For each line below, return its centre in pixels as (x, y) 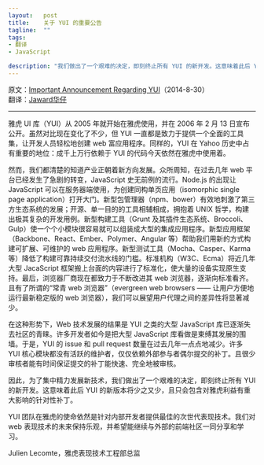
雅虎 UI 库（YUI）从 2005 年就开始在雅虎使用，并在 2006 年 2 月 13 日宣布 (129, 124)
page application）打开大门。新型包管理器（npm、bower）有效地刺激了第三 (132, 199)
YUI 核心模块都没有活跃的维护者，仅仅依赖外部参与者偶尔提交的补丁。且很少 (132, 353)
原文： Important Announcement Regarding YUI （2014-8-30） (109, 89)
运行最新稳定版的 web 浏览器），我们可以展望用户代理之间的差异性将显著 (125, 297)
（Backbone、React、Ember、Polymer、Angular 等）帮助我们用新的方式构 (130, 238)
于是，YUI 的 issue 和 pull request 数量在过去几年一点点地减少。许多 (132, 344)
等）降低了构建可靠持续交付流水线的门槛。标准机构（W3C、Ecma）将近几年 (132, 258)
